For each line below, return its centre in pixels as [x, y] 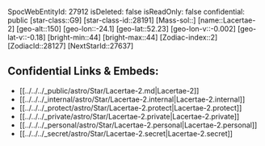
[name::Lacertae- [227, 20]
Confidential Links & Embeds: [83, 71]
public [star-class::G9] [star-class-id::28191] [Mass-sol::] [102, 20]
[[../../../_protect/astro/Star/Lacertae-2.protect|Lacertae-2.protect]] [130, 107]
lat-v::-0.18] [27, 37]
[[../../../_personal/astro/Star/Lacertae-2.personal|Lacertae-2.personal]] [138, 125]
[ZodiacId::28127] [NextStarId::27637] [71, 46]
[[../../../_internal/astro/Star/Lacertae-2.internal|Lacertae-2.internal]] [132, 99]
